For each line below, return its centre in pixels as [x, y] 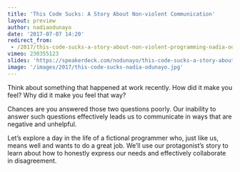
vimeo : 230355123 [33, 54]
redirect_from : [30, 41]
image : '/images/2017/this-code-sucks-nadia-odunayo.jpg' [95, 67]
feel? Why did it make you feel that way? [67, 95]
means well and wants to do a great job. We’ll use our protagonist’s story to [118, 145]
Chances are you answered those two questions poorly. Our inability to [112, 108]
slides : [19, 61]
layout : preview [31, 21]
